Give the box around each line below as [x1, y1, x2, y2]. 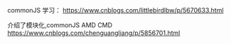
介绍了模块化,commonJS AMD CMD [7, 21, 112, 29]
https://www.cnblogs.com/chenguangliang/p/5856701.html [7, 29, 181, 37]
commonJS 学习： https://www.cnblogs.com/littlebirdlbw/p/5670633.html [7, 6, 224, 14]
